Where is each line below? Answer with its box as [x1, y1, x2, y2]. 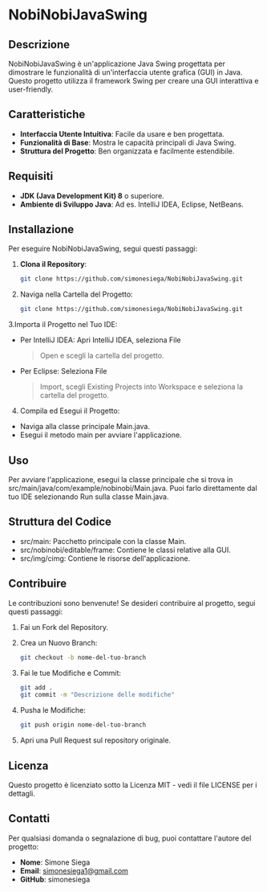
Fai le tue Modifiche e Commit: [19, 668, 122, 677]
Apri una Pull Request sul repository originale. [19, 735, 171, 745]
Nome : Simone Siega [19, 857, 91, 867]
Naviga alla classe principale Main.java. [19, 422, 151, 432]
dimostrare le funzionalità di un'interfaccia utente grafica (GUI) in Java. [8, 68, 243, 77]
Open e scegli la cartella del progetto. [39, 351, 164, 361]
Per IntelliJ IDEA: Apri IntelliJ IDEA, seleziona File [19, 335, 181, 345]
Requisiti [8, 170, 54, 183]
